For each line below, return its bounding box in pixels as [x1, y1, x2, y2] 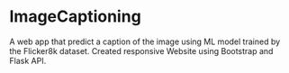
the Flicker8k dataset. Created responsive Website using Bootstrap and [9, 45, 274, 56]
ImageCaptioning [9, 6, 141, 27]
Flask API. [9, 55, 47, 66]
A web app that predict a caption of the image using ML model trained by [9, 36, 281, 47]
